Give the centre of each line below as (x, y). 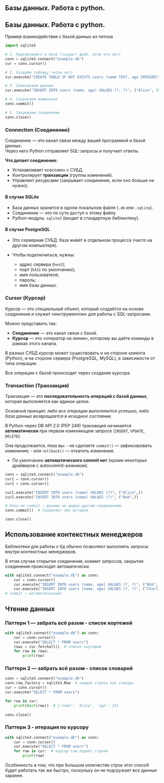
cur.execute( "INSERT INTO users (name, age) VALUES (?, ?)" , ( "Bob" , (86, 584)
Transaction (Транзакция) (37, 386)
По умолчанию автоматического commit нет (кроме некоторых (80, 460)
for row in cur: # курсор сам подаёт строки (61, 751)
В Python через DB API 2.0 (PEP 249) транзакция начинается (68, 426)
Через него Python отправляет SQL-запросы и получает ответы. (72, 151)
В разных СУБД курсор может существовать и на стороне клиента (75, 353)
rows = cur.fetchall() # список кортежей (58, 647)
